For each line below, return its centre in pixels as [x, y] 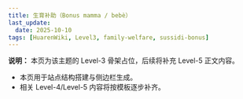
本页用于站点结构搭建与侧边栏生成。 [78, 77]
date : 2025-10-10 [44, 30]
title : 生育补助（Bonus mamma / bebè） [70, 15]
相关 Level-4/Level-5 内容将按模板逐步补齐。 [92, 87]
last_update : [29, 23]
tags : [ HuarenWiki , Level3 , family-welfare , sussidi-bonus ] [109, 37]
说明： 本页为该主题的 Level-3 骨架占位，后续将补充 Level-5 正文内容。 [124, 60]
